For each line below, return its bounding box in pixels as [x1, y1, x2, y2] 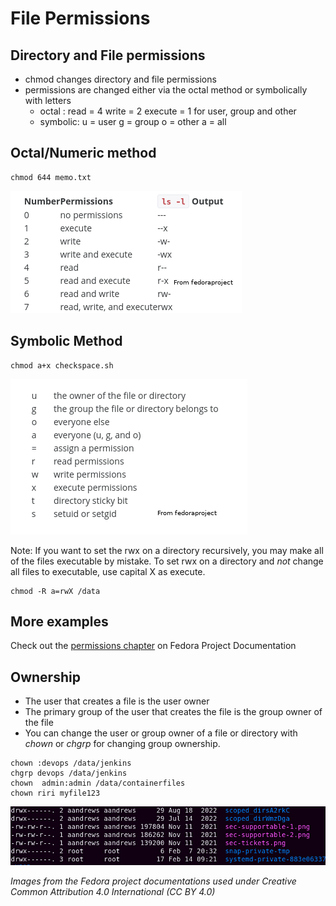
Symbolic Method [10, 333, 123, 350]
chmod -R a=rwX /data [10, 586, 101, 596]
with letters [24, 95, 72, 106]
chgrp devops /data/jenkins [10, 768, 128, 779]
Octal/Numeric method [10, 145, 157, 162]
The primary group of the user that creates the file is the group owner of [24, 706, 323, 718]
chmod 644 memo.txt [10, 172, 92, 182]
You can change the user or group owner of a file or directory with [24, 727, 298, 739]
